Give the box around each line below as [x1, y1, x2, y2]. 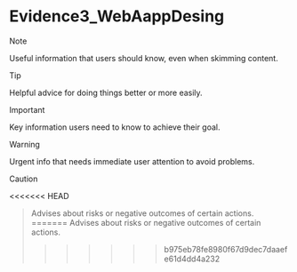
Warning [9, 139, 40, 149]
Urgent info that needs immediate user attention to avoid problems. [9, 156, 255, 166]
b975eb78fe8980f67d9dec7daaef [164, 244, 288, 254]
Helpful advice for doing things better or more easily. [9, 87, 203, 98]
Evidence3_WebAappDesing [9, 6, 225, 27]
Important [9, 104, 45, 115]
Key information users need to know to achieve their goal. [9, 122, 221, 132]
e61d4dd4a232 [164, 253, 221, 264]
